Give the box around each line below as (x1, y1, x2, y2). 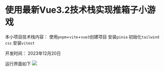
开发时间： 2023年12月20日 (5, 50, 61, 56)
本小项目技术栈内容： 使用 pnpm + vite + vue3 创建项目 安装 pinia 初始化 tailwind (5, 34, 160, 40)
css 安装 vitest (5, 40, 35, 46)
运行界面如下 (5, 61, 31, 67)
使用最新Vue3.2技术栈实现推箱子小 (5, 4, 147, 16)
